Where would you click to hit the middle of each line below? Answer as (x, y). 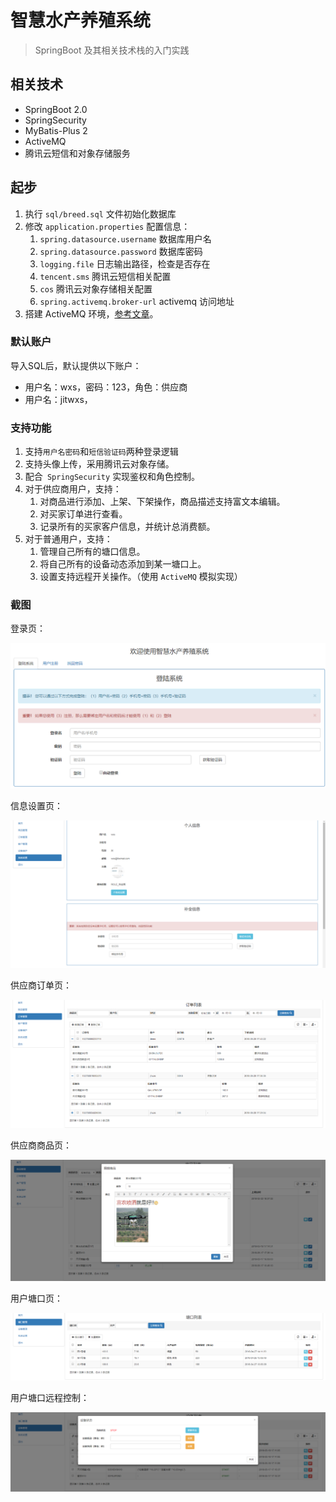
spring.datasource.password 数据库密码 (121, 251)
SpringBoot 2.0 (56, 109)
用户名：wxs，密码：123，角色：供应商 (106, 387)
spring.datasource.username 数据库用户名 (125, 238)
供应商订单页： (41, 985)
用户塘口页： (36, 1298)
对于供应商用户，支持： (73, 489)
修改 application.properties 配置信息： (107, 226)
